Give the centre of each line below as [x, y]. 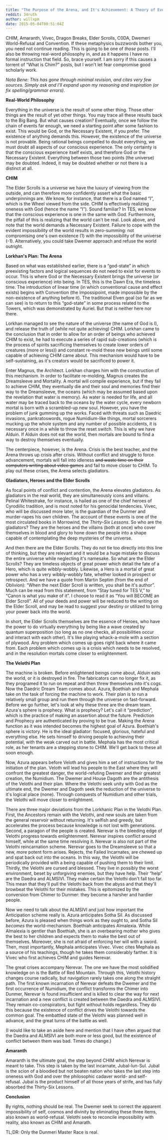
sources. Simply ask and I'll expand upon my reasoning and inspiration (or [82, 85]
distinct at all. [19, 168]
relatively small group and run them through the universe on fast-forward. [81, 699]
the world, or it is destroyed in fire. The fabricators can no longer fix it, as [81, 678]
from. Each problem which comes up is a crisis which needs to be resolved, [83, 648]
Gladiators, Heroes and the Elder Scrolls [48, 481]
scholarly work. [21, 70]
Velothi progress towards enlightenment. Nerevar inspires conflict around [81, 836]
